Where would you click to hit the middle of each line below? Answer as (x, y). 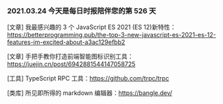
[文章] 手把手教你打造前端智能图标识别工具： (70, 56)
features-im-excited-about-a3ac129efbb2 (66, 42)
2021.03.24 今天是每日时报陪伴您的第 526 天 (82, 10)
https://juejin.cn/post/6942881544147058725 (71, 64)
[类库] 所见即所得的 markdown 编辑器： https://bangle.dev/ (90, 93)
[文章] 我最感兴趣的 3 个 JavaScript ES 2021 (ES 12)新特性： (92, 27)
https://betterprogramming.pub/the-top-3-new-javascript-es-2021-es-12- (111, 35)
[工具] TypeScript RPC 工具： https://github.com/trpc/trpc (88, 79)
